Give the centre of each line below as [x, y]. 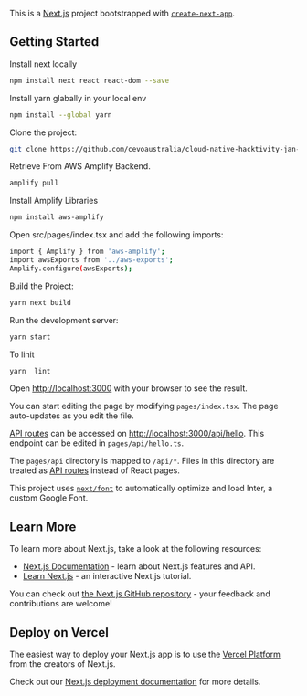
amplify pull [34, 183]
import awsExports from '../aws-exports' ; [91, 260]
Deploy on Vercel [59, 633]
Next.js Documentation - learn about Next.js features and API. [139, 566]
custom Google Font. [49, 498]
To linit [22, 354]
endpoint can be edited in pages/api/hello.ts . [97, 443]
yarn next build [40, 302]
